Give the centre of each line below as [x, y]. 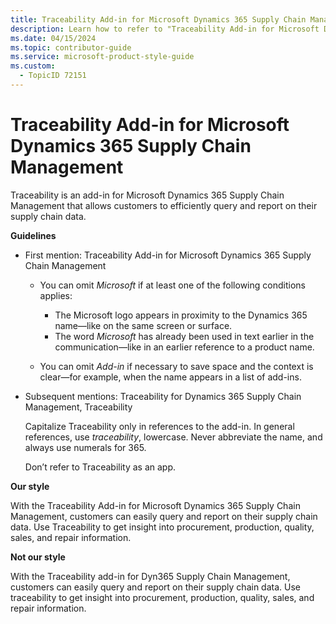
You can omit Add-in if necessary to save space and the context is [176, 366]
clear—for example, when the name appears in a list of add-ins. [170, 377]
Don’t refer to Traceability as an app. [100, 467]
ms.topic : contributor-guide [71, 47]
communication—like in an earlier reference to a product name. [184, 347]
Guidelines [33, 235]
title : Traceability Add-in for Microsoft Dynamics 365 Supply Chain [158, 19]
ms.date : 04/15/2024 [53, 38]
